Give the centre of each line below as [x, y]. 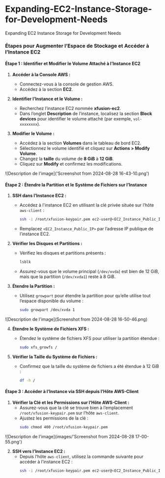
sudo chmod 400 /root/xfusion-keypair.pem [64, 427]
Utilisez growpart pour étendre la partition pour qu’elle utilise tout [85, 296]
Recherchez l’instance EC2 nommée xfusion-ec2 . [70, 109]
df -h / [27, 380]
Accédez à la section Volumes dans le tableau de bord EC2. [80, 143]
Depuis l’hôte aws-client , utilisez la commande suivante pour [82, 456]
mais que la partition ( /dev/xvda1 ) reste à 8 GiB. [68, 277]
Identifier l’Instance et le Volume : [47, 99]
